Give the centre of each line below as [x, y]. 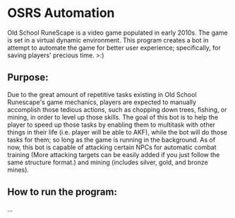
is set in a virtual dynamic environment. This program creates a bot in [108, 40]
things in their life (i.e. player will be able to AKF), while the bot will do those [117, 132]
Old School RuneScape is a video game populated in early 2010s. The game [117, 33]
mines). [18, 170]
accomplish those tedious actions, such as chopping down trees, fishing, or [117, 109]
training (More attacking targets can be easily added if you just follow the [114, 154]
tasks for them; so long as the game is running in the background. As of [112, 139]
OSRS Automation [61, 13]
